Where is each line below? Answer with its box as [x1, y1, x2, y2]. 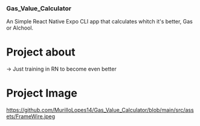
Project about [6, 45, 76, 59]
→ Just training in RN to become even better [6, 65, 117, 73]
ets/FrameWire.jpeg [6, 113, 56, 120]
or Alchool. [6, 24, 34, 31]
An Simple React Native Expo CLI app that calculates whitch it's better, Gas [6, 18, 193, 25]
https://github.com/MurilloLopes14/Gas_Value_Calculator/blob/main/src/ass [6, 107, 195, 114]
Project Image [6, 86, 77, 100]
